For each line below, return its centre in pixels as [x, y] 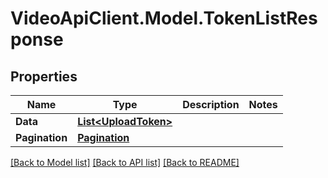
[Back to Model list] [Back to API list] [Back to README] [125, 162]
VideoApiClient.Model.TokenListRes [164, 18]
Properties [44, 76]
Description [211, 104]
